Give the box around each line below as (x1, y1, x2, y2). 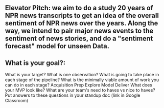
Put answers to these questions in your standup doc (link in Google (5, 92, 141, 98)
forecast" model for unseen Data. (5, 42, 110, 50)
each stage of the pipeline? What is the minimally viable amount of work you (5, 77, 159, 83)
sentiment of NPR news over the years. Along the (5, 19, 158, 27)
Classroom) (5, 98, 28, 104)
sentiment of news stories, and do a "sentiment (5, 34, 153, 43)
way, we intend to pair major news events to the (5, 27, 154, 35)
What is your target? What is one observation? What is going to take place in (5, 72, 159, 78)
